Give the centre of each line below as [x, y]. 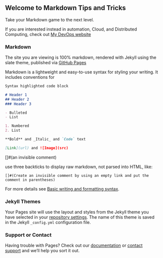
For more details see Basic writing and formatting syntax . [62, 189]
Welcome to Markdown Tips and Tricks [65, 8]
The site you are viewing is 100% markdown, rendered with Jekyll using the [81, 57]
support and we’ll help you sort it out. [42, 251]
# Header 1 [16, 95]
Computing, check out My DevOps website [48, 34]
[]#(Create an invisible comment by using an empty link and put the [77, 175]
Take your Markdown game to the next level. [50, 19]
